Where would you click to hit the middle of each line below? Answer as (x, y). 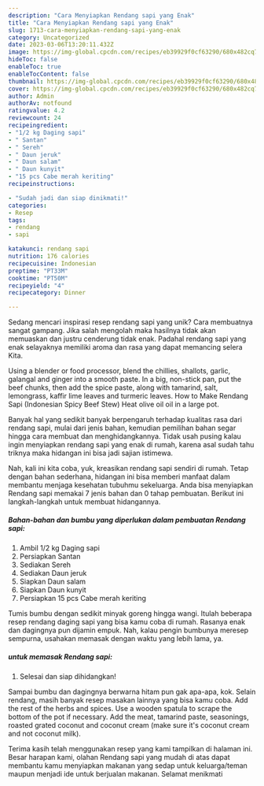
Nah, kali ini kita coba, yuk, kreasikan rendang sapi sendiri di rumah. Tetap (128, 469)
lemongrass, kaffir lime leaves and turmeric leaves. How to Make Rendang (128, 396)
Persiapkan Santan (50, 557)
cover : (19, 89)
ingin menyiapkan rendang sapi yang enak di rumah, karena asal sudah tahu (131, 445)
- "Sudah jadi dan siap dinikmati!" (68, 198)
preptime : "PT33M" (38, 271)
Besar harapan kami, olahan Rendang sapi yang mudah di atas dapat (119, 758)
